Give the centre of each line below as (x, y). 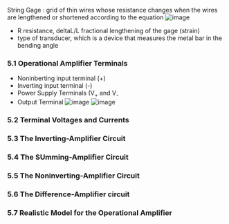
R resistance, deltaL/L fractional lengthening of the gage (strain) (109, 31)
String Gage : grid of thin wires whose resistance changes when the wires (112, 10)
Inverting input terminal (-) (55, 86)
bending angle (38, 45)
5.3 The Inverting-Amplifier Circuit (66, 138)
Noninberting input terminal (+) (61, 78)
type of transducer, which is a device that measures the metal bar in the (120, 38)
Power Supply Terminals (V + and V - (68, 94)
